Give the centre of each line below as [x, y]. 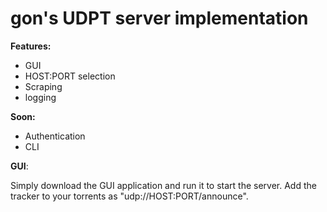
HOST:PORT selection [70, 76]
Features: [31, 46]
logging [40, 97]
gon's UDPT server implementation [159, 18]
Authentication [55, 136]
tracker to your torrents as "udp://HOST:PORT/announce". [129, 196]
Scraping [43, 86]
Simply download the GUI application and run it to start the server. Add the [163, 185]
